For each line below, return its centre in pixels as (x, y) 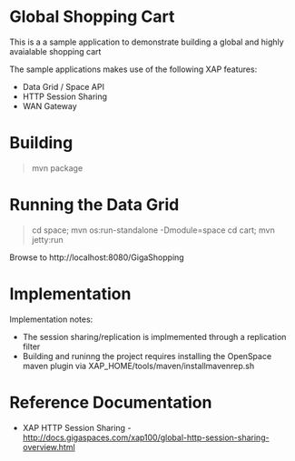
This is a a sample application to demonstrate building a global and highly (147, 42)
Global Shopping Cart (92, 17)
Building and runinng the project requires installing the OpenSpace (147, 356)
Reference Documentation (111, 402)
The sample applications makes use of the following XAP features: (133, 69)
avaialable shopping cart (55, 51)
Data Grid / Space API (63, 86)
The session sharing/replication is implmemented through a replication (154, 336)
